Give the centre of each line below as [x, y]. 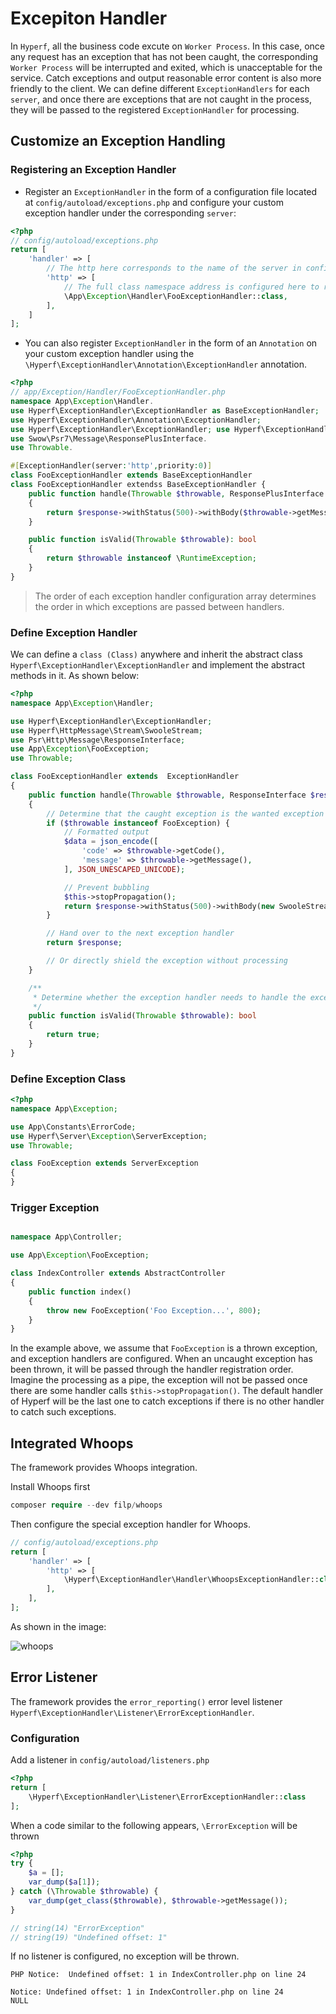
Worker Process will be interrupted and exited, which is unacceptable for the [166, 67]
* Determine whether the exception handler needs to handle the [169, 997]
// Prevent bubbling [106, 887]
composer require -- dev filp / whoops [86, 1505]
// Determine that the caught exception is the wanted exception [185, 813]
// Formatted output [106, 832]
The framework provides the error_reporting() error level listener [146, 1701]
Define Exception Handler [74, 632]
